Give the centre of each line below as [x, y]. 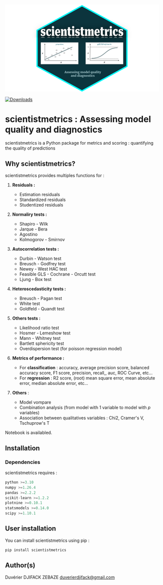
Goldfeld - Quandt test [42, 309]
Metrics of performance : [38, 358]
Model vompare [35, 402]
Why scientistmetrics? [40, 164]
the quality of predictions [30, 148]
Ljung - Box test [35, 280]
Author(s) [20, 565]
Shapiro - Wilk [34, 224]
